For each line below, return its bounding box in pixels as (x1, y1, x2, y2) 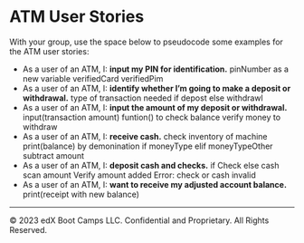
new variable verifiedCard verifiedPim (22, 73, 164, 83)
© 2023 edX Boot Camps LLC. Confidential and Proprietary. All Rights (9, 215, 270, 226)
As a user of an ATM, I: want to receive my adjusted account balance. (22, 179, 288, 190)
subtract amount (22, 150, 84, 160)
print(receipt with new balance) (22, 189, 140, 199)
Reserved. (9, 224, 48, 235)
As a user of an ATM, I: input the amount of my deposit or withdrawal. (22, 102, 288, 112)
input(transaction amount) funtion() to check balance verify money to (22, 112, 281, 122)
